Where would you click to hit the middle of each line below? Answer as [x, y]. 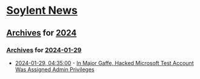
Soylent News [42, 11]
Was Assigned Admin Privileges [55, 69]
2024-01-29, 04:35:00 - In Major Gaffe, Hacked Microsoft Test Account [104, 63]
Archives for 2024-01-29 [44, 50]
